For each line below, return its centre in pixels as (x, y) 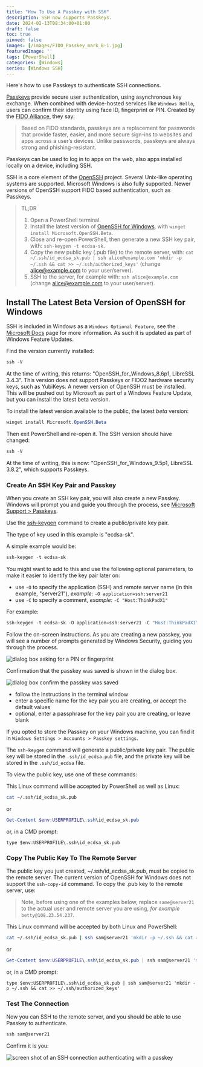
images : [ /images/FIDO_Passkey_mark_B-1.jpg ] (64, 46)
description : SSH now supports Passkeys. (59, 18)
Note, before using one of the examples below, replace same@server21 (108, 902)
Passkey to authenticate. (37, 1023)
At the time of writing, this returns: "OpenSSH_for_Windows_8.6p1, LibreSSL (101, 374)
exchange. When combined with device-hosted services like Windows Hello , (101, 104)
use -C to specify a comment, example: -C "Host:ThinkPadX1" (91, 600)
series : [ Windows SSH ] (35, 68)
